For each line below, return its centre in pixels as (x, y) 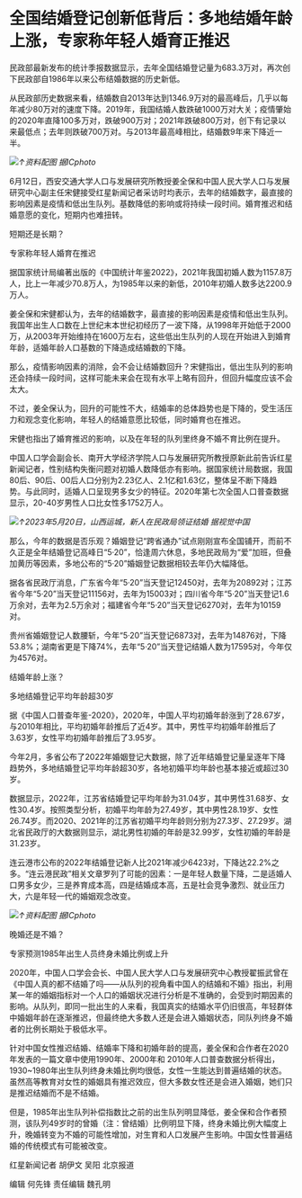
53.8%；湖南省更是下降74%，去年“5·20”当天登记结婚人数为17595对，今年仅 (151, 646)
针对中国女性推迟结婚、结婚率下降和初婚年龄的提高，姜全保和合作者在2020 (149, 1048)
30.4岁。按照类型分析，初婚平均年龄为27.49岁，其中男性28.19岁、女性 (147, 809)
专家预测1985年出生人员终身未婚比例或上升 (89, 953)
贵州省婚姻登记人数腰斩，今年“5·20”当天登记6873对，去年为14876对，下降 (148, 635)
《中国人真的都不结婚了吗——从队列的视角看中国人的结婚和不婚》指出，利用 (151, 983)
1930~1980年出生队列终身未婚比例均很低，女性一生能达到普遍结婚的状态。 (148, 1070)
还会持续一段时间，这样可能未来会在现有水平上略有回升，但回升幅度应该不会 (151, 378)
